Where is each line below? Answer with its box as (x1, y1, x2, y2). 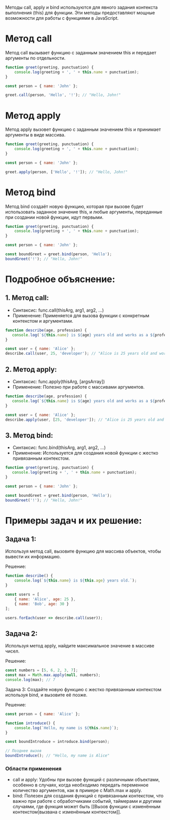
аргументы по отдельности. (5, 55, 66, 61)
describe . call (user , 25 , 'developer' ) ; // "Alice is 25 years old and (5, 351, 157, 356)
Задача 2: (5, 629, 38, 638)
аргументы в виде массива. (5, 132, 66, 138)
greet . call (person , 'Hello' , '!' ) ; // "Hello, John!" (5, 92, 121, 98)
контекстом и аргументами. (12, 318, 73, 324)
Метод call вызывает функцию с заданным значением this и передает (5, 49, 157, 55)
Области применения (5, 765, 62, 772)
